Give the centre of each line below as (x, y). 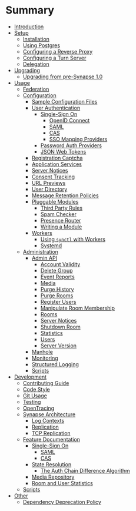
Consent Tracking (53, 177)
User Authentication (56, 108)
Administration (40, 251)
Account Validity (60, 264)
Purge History (57, 289)
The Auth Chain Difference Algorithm (85, 470)
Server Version (59, 346)
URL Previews (49, 182)
